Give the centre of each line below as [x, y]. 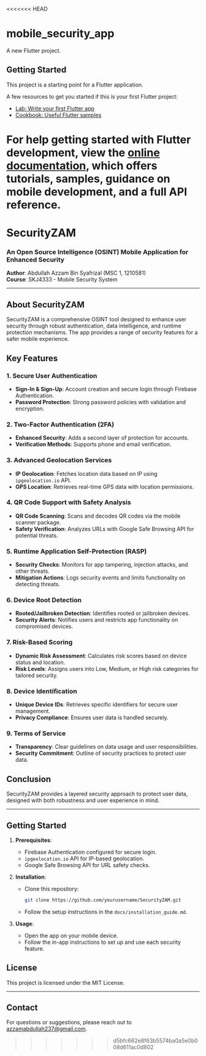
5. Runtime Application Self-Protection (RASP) [77, 551]
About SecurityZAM [45, 304]
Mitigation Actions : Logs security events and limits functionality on [100, 578]
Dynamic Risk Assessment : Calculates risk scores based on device [101, 656]
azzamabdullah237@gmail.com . [47, 1029]
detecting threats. [37, 584]
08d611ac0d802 [134, 1047]
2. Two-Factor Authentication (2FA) [60, 424]
